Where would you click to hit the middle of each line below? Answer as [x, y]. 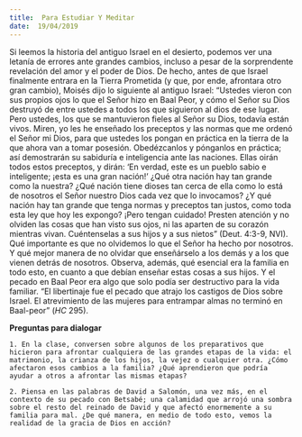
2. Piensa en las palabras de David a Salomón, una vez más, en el [139, 391]
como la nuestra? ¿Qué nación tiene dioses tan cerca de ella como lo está [146, 186]
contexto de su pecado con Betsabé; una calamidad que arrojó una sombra [151, 399]
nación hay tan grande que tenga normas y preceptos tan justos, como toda [150, 205]
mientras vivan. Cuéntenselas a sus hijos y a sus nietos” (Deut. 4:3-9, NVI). [149, 233]
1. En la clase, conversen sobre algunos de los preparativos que [137, 344]
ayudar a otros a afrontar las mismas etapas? [98, 376]
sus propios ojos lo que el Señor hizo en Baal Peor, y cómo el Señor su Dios [150, 99]
